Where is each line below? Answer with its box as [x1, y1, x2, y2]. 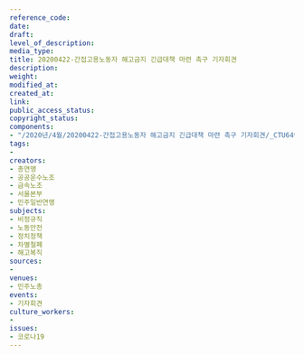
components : [9, 123, 54, 132]
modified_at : [9, 80, 59, 89]
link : [9, 97, 30, 107]
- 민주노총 [9, 282, 43, 291]
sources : [9, 257, 43, 266]
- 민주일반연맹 [9, 198, 55, 208]
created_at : [9, 89, 54, 98]
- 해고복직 [9, 248, 43, 257]
